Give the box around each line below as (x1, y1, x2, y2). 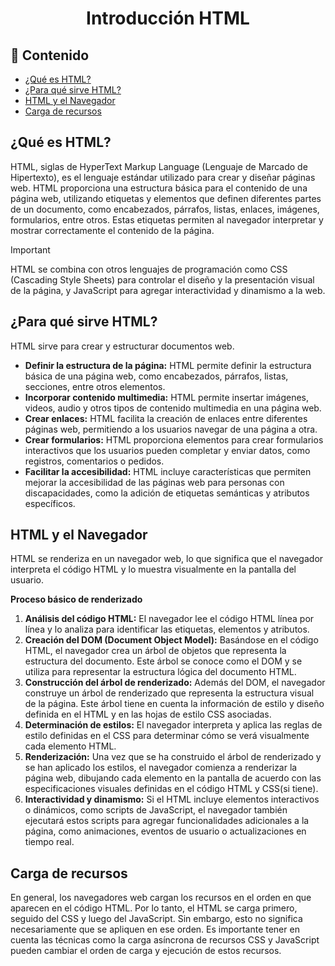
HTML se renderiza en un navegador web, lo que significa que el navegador (10, 553, 324, 565)
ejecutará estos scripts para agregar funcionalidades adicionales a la (24, 815, 310, 827)
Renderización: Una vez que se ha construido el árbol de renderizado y (24, 751, 322, 763)
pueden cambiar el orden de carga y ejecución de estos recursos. (10, 945, 282, 957)
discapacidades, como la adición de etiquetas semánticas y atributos (24, 487, 310, 499)
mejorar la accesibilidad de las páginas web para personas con (24, 476, 285, 488)
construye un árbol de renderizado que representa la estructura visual (24, 687, 315, 699)
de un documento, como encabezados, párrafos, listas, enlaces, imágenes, (10, 203, 320, 215)
